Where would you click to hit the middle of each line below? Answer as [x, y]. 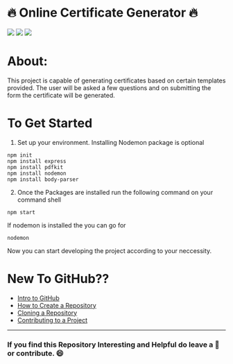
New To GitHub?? [58, 279]
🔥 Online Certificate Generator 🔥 [103, 13]
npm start [21, 212]
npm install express [37, 161]
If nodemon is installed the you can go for [67, 225]
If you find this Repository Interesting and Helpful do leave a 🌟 [113, 345]
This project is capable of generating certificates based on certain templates [116, 80]
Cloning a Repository [47, 313]
